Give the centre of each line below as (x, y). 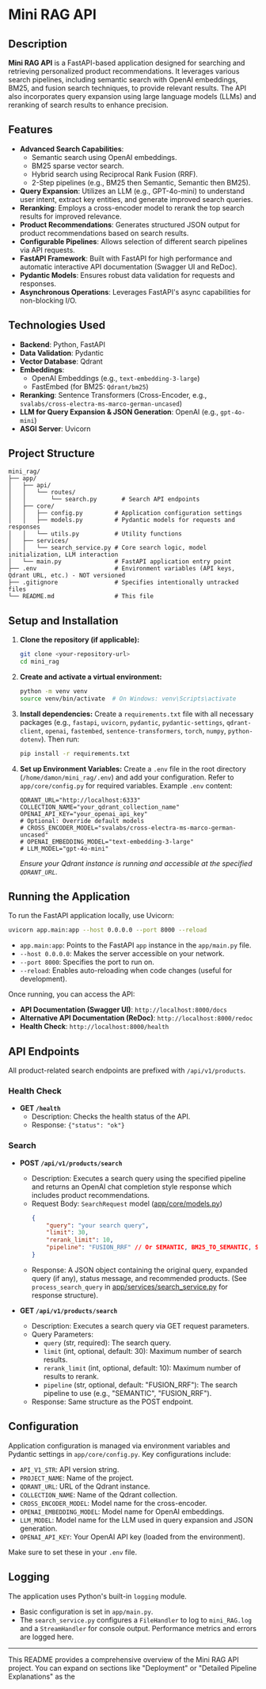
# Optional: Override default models (82, 821)
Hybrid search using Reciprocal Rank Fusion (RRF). (114, 174)
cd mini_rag (39, 662)
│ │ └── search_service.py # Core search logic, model (108, 548)
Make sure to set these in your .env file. (72, 1552)
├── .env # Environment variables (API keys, (122, 569)
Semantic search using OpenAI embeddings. (104, 157)
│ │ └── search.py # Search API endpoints (104, 499)
